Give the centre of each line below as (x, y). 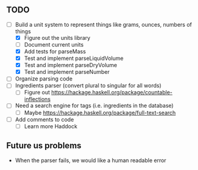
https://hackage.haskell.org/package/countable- (112, 93)
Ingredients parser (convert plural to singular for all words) (88, 86)
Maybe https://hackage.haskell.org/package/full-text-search (100, 113)
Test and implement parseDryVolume (70, 65)
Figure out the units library (57, 38)
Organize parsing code (44, 79)
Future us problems (44, 145)
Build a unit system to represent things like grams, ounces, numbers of (104, 24)
